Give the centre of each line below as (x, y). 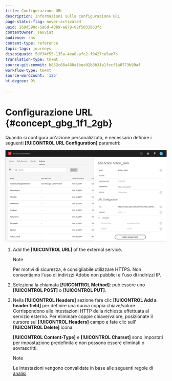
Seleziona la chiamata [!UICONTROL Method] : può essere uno (79, 285)
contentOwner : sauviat (29, 33)
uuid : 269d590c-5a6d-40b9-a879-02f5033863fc (53, 27)
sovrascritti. (25, 348)
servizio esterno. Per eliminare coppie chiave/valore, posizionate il (83, 316)
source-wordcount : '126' (32, 76)
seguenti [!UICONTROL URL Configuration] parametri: (63, 143)
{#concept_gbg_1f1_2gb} (59, 123)
